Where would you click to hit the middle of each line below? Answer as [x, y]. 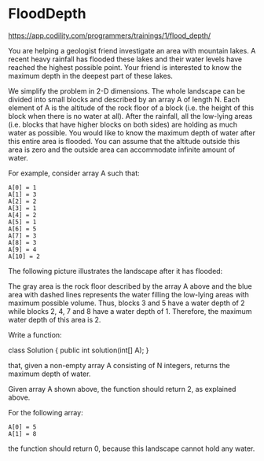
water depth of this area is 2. [55, 319]
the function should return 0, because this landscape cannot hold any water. [132, 448]
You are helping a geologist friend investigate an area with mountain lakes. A [132, 50]
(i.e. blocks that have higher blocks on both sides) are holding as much [123, 124]
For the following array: [46, 412]
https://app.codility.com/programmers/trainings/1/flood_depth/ [109, 35]
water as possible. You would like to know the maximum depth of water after [132, 133]
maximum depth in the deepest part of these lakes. [90, 76]
